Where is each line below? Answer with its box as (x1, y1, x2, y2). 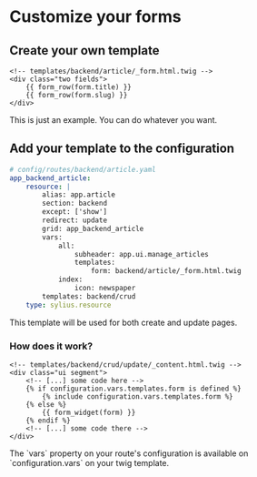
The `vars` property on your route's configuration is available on (9, 448, 249, 459)
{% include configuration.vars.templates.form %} (42, 391, 233, 401)
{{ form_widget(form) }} (42, 408, 136, 417)
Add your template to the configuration (9, 141, 234, 157)
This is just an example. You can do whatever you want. (9, 115, 218, 125)
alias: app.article (42, 190, 116, 199)
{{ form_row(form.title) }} (25, 83, 132, 92)
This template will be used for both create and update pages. (9, 317, 238, 328)
